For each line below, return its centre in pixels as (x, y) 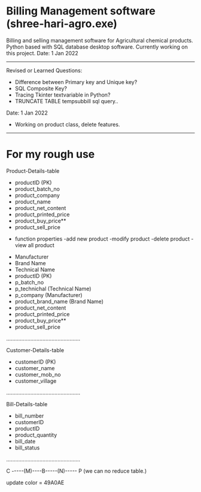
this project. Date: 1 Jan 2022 (42, 53)
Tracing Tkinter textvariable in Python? (63, 95)
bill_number (29, 416)
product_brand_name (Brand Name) (59, 301)
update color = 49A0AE (35, 482)
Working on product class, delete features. (67, 124)
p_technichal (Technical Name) (53, 289)
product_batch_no (37, 189)
